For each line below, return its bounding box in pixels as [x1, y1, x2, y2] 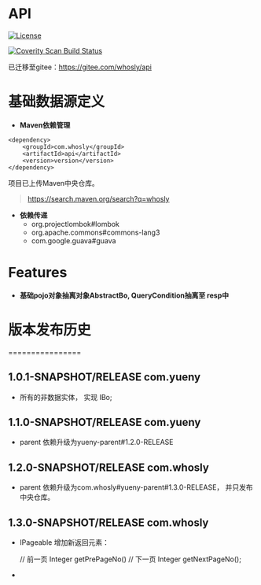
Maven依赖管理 [19, 120, 71, 130]
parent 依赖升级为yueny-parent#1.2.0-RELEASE [19, 438, 175, 447]
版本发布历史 [8, 321, 92, 339]
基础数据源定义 [8, 93, 105, 111]
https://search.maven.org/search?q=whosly [27, 194, 170, 203]
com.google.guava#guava [31, 235, 116, 245]
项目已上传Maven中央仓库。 [8, 178, 100, 187]
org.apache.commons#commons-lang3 [31, 228, 160, 237]
